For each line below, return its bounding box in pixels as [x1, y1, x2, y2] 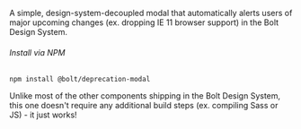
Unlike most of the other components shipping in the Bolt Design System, [9, 90, 281, 101]
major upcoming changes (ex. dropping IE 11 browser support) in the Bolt [9, 17, 279, 28]
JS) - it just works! [9, 109, 78, 120]
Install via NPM [9, 47, 66, 57]
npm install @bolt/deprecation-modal [9, 75, 151, 84]
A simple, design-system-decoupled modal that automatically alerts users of [9, 8, 293, 18]
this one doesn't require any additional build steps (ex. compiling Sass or [9, 100, 279, 111]
